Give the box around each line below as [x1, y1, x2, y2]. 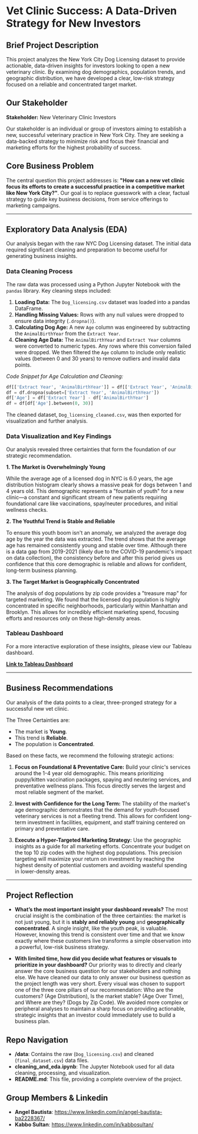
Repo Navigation [6, 1035, 69, 1045]
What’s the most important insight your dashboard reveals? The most [14, 906, 189, 913]
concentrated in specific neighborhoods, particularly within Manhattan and [6, 602, 188, 609]
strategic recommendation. [6, 452, 72, 459]
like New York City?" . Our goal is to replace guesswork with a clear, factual [6, 189, 190, 196]
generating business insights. [6, 253, 78, 260]
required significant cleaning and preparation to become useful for [6, 246, 168, 253]
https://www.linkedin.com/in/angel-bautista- [54, 1109, 163, 1116]
